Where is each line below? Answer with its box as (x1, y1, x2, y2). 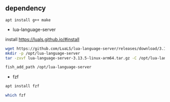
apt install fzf (5, 84, 39, 89)
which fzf (5, 93, 26, 98)
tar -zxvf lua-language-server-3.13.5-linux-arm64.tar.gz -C (5, 55, 137, 60)
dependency (5, 4, 47, 13)
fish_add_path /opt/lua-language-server (5, 64, 92, 70)
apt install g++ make (5, 17, 51, 22)
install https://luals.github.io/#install (5, 36, 79, 42)
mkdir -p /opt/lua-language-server (5, 51, 80, 56)
